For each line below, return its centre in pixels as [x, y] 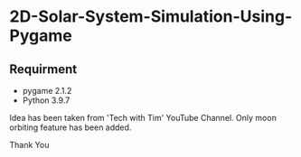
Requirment [43, 69]
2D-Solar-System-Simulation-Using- [151, 17]
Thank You [29, 145]
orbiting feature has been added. [71, 127]
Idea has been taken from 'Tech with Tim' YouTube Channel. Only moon [143, 118]
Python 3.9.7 [46, 100]
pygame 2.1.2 [47, 91]
